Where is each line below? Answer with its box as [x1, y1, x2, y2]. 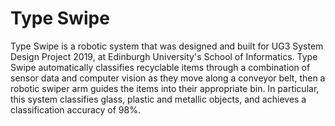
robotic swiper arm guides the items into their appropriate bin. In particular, [10, 82, 320, 94]
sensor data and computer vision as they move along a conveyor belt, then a [10, 72, 326, 84]
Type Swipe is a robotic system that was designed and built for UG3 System [10, 40, 324, 52]
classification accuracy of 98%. [10, 103, 141, 116]
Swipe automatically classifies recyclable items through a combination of [10, 61, 311, 73]
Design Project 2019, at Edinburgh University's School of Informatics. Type [10, 50, 318, 62]
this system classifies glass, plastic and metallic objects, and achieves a [10, 93, 307, 105]
